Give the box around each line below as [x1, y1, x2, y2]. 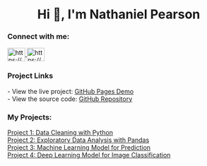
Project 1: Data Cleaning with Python [7, 129, 113, 137]
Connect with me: [7, 32, 70, 42]
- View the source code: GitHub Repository [7, 95, 133, 103]
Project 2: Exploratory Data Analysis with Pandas [7, 136, 150, 144]
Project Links [7, 71, 54, 81]
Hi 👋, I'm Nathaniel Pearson [37, 6, 201, 23]
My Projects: [7, 112, 52, 122]
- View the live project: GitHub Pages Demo [7, 87, 134, 95]
